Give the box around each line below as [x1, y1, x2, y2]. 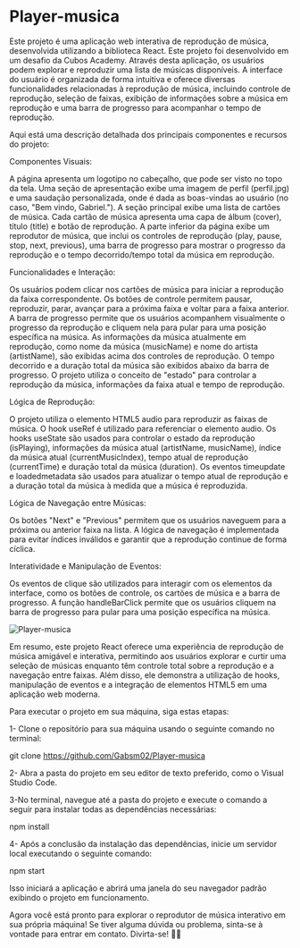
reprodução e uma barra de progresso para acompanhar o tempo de [9, 102, 262, 113]
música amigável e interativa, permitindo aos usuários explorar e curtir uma [9, 650, 287, 661]
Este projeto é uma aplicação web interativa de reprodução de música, [9, 36, 270, 47]
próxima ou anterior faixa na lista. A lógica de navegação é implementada [9, 524, 279, 535]
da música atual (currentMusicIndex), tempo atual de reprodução [9, 452, 248, 462]
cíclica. [9, 543, 36, 554]
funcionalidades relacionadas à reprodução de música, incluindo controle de [9, 83, 291, 94]
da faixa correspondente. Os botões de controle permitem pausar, [9, 293, 253, 304]
